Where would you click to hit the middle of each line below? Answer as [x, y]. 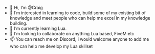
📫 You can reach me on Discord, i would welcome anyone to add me [79, 39]
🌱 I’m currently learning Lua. [38, 28]
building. [19, 23]
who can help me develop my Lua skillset [51, 46]
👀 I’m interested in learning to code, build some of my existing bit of [77, 13]
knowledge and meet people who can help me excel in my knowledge [80, 18]
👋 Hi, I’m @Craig [26, 8]
